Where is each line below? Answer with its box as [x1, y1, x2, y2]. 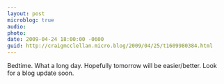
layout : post [7, 10, 45, 17]
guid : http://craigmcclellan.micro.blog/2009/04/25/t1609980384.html [7, 42, 214, 49]
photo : [7, 29, 26, 37]
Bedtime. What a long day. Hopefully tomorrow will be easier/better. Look [7, 62, 217, 69]
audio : [7, 23, 26, 30]
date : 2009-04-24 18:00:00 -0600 [7, 36, 104, 43]
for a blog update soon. [7, 69, 74, 77]
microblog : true [7, 17, 54, 24]
